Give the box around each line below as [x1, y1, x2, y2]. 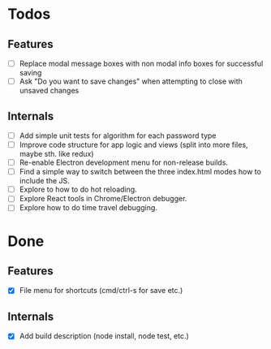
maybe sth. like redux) [19, 149, 94, 159]
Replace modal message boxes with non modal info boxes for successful [19, 58, 264, 68]
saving [19, 68, 42, 78]
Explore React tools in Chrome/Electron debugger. [19, 194, 187, 204]
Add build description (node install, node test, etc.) [19, 331, 190, 341]
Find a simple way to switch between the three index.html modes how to [19, 167, 261, 177]
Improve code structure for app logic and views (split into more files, [19, 140, 248, 149]
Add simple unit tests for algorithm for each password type [19, 131, 217, 140]
